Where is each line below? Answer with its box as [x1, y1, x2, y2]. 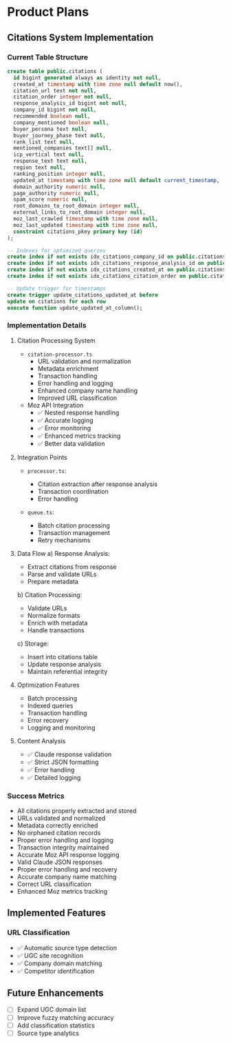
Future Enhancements [7, 987, 104, 999]
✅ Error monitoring [37, 423, 91, 432]
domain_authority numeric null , [13, 183, 107, 190]
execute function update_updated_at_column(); [7, 304, 143, 311]
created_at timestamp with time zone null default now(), [13, 81, 184, 88]
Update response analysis [27, 660, 102, 668]
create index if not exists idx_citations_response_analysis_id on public [7, 260, 226, 267]
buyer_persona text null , [13, 126, 88, 132]
